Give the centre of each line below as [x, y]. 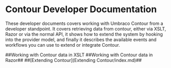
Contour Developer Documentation [81, 9]
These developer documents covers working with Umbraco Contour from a [84, 23]
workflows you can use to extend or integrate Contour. [63, 45]
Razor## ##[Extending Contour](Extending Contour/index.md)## [74, 60]
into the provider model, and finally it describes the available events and [81, 40]
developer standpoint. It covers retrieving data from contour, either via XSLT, [86, 28]
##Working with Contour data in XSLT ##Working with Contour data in [79, 55]
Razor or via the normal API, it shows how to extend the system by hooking [84, 34]
